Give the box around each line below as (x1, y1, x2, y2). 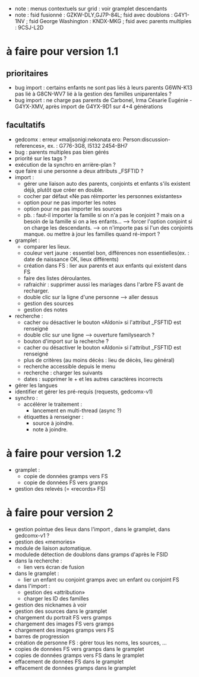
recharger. (23, 287, 49, 294)
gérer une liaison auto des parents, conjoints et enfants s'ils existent (23, 180, 191, 187)
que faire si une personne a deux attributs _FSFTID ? (14, 167, 144, 174)
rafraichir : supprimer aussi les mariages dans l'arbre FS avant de (23, 281, 184, 288)
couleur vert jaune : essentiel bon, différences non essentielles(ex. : (23, 249, 189, 256)
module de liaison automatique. (14, 544, 92, 551)
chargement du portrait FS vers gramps (14, 614, 112, 621)
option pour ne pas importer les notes (23, 199, 116, 206)
